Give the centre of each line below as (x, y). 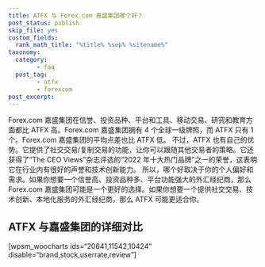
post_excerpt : (32, 97)
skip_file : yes (33, 30)
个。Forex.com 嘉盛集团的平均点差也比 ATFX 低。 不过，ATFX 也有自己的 (128, 140)
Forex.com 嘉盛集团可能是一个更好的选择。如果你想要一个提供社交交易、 (127, 189)
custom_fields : (33, 38)
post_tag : (31, 74)
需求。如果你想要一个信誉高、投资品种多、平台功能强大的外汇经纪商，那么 (130, 180)
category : (31, 60)
